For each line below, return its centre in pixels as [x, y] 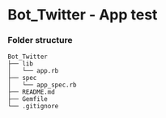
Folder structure [40, 40]
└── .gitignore [33, 107]
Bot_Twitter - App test [83, 15]
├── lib [21, 64]
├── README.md [32, 92]
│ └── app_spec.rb [43, 85]
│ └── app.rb [33, 71]
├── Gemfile [28, 99]
